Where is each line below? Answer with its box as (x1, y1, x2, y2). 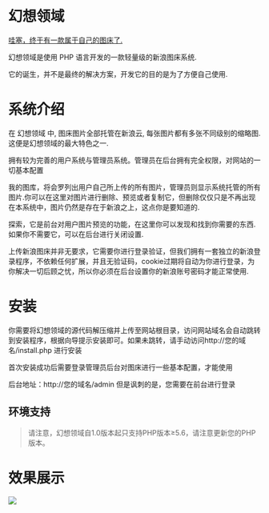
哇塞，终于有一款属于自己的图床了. (8, 35, 123, 45)
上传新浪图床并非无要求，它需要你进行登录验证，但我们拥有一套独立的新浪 (8, 246, 254, 256)
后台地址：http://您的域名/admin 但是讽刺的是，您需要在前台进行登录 (8, 379, 236, 389)
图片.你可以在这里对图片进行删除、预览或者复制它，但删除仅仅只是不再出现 (8, 192, 256, 202)
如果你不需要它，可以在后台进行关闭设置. (8, 229, 144, 238)
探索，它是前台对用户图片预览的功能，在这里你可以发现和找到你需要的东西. (8, 219, 256, 229)
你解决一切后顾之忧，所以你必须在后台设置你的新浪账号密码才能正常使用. (8, 266, 250, 276)
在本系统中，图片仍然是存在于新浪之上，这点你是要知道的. (8, 202, 200, 212)
